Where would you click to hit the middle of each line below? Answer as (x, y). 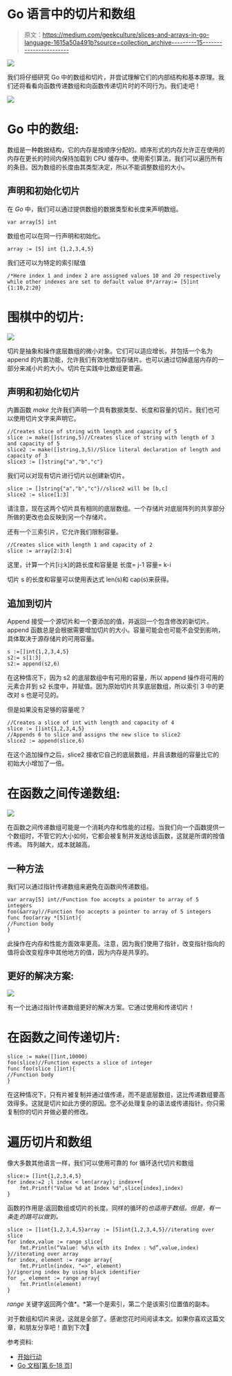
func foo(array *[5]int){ (44, 918)
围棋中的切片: (46, 317)
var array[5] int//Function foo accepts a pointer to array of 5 (103, 900)
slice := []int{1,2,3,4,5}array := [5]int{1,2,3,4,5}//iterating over (111, 1229)
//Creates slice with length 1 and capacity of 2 (80, 545)
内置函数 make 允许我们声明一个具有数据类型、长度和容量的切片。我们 (108, 410)
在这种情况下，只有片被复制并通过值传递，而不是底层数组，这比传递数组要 (113, 1094)
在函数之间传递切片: (64, 1038)
